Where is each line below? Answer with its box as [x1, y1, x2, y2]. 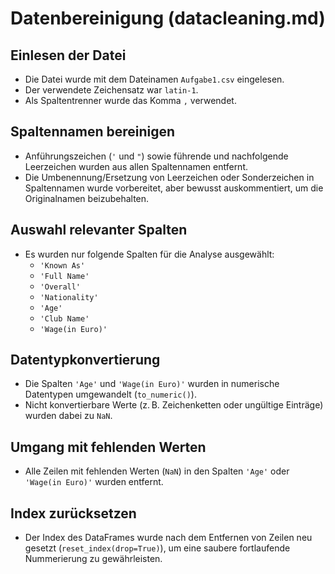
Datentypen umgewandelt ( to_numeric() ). [24, 388, 197, 401]
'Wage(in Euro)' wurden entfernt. [24, 476, 164, 488]
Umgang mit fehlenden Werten [10, 438, 207, 456]
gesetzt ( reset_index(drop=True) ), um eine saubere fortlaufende [24, 542, 291, 554]
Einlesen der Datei [10, 47, 127, 64]
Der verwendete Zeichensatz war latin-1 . [24, 84, 199, 96]
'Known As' [39, 260, 86, 271]
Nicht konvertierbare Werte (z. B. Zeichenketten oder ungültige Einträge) [24, 399, 324, 411]
